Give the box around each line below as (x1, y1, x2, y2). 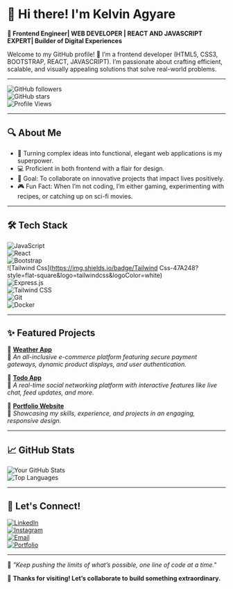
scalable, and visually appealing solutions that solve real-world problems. (7, 65, 217, 73)
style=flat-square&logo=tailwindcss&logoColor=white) (7, 271, 163, 279)
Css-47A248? (159, 263, 199, 272)
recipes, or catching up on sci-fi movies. (17, 192, 133, 200)
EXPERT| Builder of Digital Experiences (7, 36, 123, 44)
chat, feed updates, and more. (7, 388, 94, 397)
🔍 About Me (7, 127, 62, 139)
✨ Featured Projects (7, 326, 96, 339)
